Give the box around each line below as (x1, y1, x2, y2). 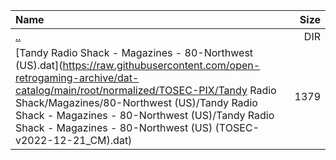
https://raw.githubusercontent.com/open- (62, 59, 261, 72)
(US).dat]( (15, 59, 63, 72)
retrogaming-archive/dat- (15, 71, 140, 84)
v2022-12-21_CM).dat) (15, 134, 133, 147)
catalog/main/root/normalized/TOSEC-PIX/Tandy (15, 84, 248, 97)
